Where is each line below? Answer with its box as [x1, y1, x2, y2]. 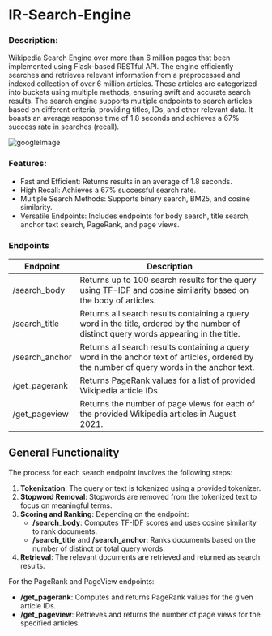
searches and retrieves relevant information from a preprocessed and [8, 71, 240, 80]
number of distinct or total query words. [32, 544, 166, 553]
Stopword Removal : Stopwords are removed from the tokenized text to [19, 492, 257, 501]
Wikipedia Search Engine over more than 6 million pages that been [8, 53, 231, 62]
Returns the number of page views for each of [79, 398, 255, 410]
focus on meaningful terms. [19, 501, 113, 510]
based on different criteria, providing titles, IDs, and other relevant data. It [8, 105, 253, 114]
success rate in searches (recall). [8, 122, 120, 131]
